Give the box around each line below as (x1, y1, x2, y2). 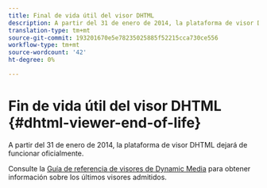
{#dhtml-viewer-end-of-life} (8, 114, 201, 132)
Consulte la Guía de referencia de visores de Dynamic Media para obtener (8, 163, 251, 173)
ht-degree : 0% (8, 56, 56, 64)
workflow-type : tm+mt (8, 41, 80, 49)
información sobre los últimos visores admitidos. (8, 172, 167, 182)
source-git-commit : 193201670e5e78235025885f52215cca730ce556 (8, 33, 219, 42)
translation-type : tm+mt (8, 26, 91, 34)
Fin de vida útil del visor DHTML (8, 97, 222, 115)
